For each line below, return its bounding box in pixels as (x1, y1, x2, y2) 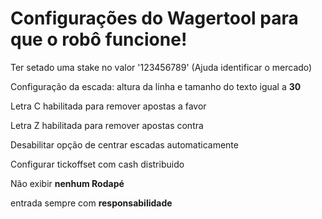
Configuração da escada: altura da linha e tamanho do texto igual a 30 (10, 80, 302, 92)
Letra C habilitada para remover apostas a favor (10, 100, 207, 112)
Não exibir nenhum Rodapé (10, 177, 125, 189)
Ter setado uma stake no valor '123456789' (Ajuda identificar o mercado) (10, 61, 313, 73)
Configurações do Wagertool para (10, 7, 299, 30)
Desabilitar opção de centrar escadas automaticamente (10, 138, 239, 151)
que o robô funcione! (10, 28, 188, 51)
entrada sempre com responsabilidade (10, 197, 173, 209)
